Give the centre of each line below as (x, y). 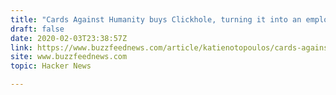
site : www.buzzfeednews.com (69, 57)
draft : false (37, 29)
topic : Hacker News (51, 66)
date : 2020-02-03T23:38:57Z (69, 38)
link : (21, 47)
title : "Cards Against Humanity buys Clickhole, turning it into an (156, 19)
